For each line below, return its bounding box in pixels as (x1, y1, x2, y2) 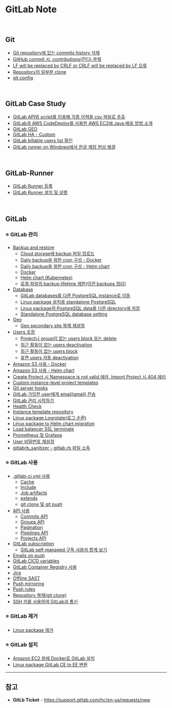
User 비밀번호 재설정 (12, 439, 55, 445)
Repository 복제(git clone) (12, 592, 67, 598)
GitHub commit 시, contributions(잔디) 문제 (12, 56, 101, 62)
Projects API (20, 535, 47, 542)
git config (12, 74, 33, 80)
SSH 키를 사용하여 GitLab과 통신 (12, 598, 78, 605)
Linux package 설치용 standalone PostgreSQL (20, 299, 116, 305)
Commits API (20, 513, 48, 519)
